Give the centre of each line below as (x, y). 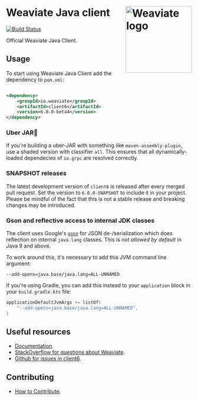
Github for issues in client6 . (48, 359)
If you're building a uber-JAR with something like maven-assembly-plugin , (94, 145)
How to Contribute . (38, 391)
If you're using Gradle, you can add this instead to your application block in (98, 285)
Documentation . (34, 346)
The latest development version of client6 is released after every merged (95, 186)
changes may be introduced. (41, 205)
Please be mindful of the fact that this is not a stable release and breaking (95, 199)
